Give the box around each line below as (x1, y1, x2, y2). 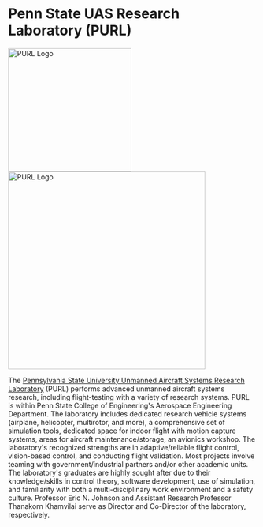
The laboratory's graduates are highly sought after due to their (8, 468, 211, 477)
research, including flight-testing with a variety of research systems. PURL (8, 392, 250, 401)
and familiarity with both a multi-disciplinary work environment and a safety (8, 484, 254, 494)
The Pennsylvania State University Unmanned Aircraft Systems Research (8, 375, 246, 385)
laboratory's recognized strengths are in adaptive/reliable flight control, (8, 442, 239, 452)
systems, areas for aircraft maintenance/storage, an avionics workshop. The (8, 434, 256, 443)
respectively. (8, 510, 50, 519)
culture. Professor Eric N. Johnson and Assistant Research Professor (8, 493, 232, 503)
